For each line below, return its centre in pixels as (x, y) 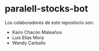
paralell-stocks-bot (46, 9)
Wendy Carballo (29, 42)
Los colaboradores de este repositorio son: (49, 22)
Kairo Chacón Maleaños (37, 32)
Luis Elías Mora (28, 37)
